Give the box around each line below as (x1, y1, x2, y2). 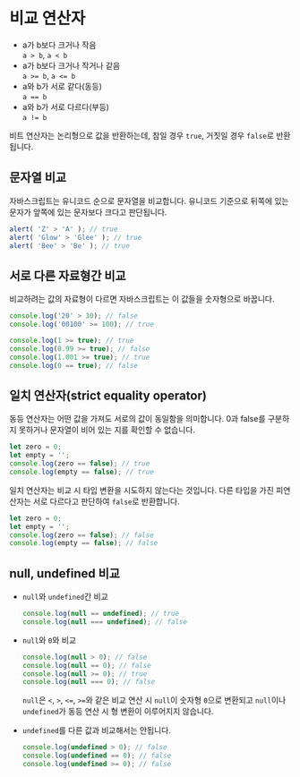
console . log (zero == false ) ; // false (9, 530, 154, 540)
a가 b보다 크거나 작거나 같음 (21, 60, 121, 71)
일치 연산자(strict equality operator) (9, 388, 208, 403)
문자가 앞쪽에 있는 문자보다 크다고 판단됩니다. (9, 207, 167, 218)
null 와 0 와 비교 (21, 635, 77, 645)
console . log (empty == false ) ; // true (9, 467, 154, 476)
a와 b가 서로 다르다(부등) (21, 101, 110, 112)
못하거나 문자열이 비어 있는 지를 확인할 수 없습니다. (18, 424, 195, 435)
